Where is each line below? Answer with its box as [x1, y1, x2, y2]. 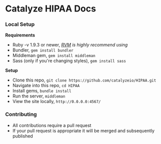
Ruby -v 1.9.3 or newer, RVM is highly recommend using [12, 42, 128, 48]
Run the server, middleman [12, 93, 65, 99]
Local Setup [5, 21, 35, 28]
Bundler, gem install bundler [12, 47, 74, 53]
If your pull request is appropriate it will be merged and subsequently [12, 127, 155, 133]
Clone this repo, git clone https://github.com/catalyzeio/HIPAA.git [12, 77, 156, 83]
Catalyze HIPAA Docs [5, 3, 96, 14]
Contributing [5, 111, 37, 118]
